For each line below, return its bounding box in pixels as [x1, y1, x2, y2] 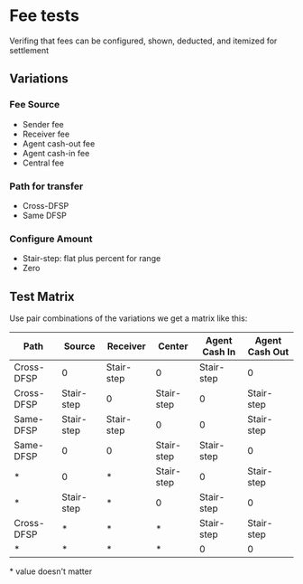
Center [157, 340, 188, 353]
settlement [9, 44, 50, 55]
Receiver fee [22, 128, 70, 139]
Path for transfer [9, 180, 84, 193]
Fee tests [9, 5, 79, 26]
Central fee [22, 157, 65, 168]
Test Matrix [9, 288, 75, 304]
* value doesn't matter [9, 566, 93, 577]
